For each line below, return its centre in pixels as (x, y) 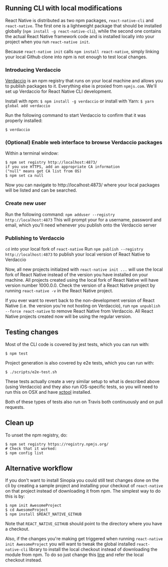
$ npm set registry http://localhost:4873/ (51, 163)
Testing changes (32, 332)
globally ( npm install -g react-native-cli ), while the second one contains (83, 31)
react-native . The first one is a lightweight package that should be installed (83, 26)
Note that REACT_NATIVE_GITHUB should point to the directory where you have (84, 524)
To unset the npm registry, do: (36, 435)
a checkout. (17, 529)
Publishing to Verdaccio (35, 238)
